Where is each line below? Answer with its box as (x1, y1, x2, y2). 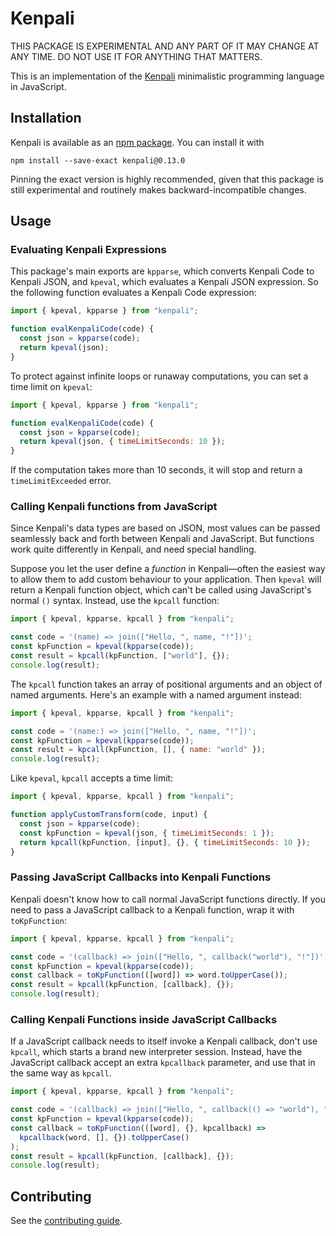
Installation (10, 110, 82, 127)
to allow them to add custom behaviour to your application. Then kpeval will (10, 573, 322, 586)
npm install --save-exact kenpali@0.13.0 (10, 155, 186, 166)
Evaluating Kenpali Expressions (10, 243, 167, 257)
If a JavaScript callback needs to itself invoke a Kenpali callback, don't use (10, 1035, 318, 1047)
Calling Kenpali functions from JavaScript (10, 500, 218, 514)
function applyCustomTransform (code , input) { (10, 810, 208, 820)
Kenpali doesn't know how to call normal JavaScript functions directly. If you (10, 893, 326, 905)
